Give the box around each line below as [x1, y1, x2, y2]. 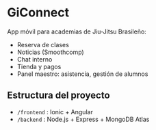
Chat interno [16, 55, 53, 63]
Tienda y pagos [16, 62, 62, 70]
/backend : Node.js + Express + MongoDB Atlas [16, 115, 150, 123]
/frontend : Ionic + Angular [16, 107, 94, 116]
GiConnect [7, 5, 70, 21]
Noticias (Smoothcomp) [16, 48, 84, 56]
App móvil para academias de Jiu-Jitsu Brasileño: [7, 27, 147, 36]
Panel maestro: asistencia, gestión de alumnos [16, 70, 148, 78]
